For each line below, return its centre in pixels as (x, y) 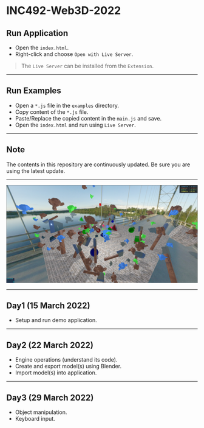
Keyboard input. (35, 418)
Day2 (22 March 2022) (50, 345)
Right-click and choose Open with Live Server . (74, 54)
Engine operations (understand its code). (66, 360)
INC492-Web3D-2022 (64, 11)
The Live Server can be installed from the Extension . (87, 66)
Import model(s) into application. (56, 373)
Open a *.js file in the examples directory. (67, 105)
